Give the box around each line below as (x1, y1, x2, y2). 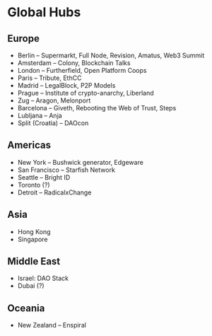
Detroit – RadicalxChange (17, 188, 92, 197)
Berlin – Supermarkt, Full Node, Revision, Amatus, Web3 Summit (17, 51, 205, 59)
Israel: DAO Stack (17, 274, 69, 283)
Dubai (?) (17, 282, 45, 290)
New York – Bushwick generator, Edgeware (17, 158, 143, 166)
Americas (7, 139, 52, 151)
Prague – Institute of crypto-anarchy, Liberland (17, 89, 154, 97)
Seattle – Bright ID (17, 173, 71, 181)
